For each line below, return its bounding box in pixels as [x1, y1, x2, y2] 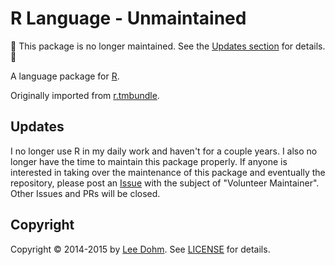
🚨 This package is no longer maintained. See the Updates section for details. [10, 40, 326, 52]
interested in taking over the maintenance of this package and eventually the [10, 166, 326, 178]
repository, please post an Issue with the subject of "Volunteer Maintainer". [10, 177, 320, 189]
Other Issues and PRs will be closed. [10, 187, 161, 199]
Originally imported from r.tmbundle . [10, 89, 160, 101]
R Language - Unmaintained [10, 7, 247, 30]
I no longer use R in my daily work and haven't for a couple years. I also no [10, 145, 318, 157]
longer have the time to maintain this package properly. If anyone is [10, 155, 288, 167]
